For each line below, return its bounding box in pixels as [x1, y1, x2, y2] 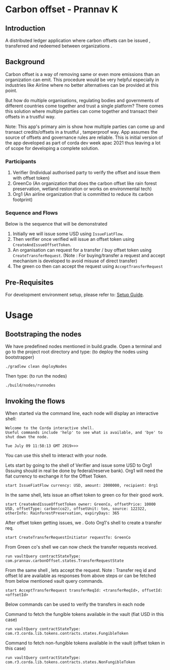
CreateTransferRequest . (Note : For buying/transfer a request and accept [12, 253, 165, 259]
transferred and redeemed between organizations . [5, 43, 112, 49]
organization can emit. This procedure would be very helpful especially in [5, 77, 159, 83]
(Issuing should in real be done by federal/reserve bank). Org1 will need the [5, 468, 163, 474]
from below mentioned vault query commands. [5, 578, 103, 584]
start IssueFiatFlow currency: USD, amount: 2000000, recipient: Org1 [5, 483, 158, 488]
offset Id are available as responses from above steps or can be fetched [5, 573, 156, 579]
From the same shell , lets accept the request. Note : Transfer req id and [5, 567, 156, 574]
